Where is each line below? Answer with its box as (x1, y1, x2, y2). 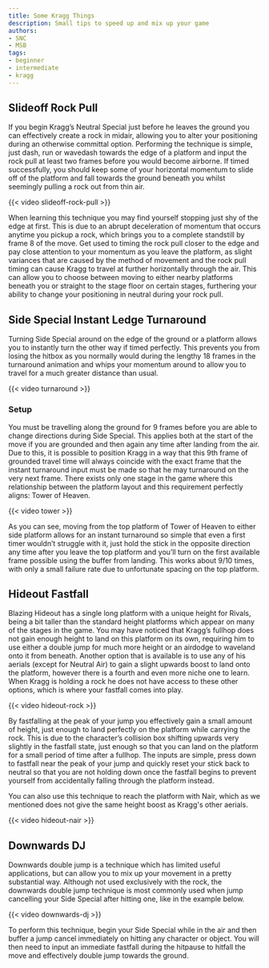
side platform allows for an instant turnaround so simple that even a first (8, 530, 246, 540)
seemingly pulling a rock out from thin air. (8, 182, 146, 192)
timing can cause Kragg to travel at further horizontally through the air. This (8, 264, 257, 273)
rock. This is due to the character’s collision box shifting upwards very (8, 733, 239, 743)
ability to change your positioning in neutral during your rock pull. (8, 290, 224, 299)
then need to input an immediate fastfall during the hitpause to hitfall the (8, 942, 246, 952)
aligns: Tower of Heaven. (8, 490, 90, 500)
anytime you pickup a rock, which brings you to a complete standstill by (8, 230, 245, 240)
